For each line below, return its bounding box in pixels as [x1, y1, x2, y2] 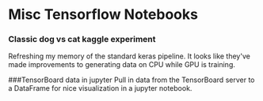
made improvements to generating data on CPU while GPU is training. [8, 60, 236, 69]
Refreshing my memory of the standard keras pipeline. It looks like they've [8, 51, 251, 61]
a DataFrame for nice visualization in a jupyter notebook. [8, 84, 192, 93]
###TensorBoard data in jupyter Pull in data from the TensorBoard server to [8, 75, 255, 84]
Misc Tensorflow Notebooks [8, 6, 198, 24]
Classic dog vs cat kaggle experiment [8, 34, 156, 45]
